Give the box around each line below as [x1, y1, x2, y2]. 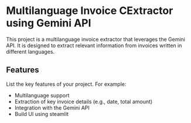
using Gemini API [6, 16, 91, 30]
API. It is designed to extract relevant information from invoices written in [6, 42, 182, 49]
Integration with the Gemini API [14, 104, 90, 111]
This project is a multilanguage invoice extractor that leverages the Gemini [6, 36, 186, 43]
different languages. [6, 48, 54, 55]
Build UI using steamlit [14, 110, 69, 117]
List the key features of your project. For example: [6, 80, 127, 87]
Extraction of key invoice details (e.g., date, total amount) [14, 98, 153, 105]
